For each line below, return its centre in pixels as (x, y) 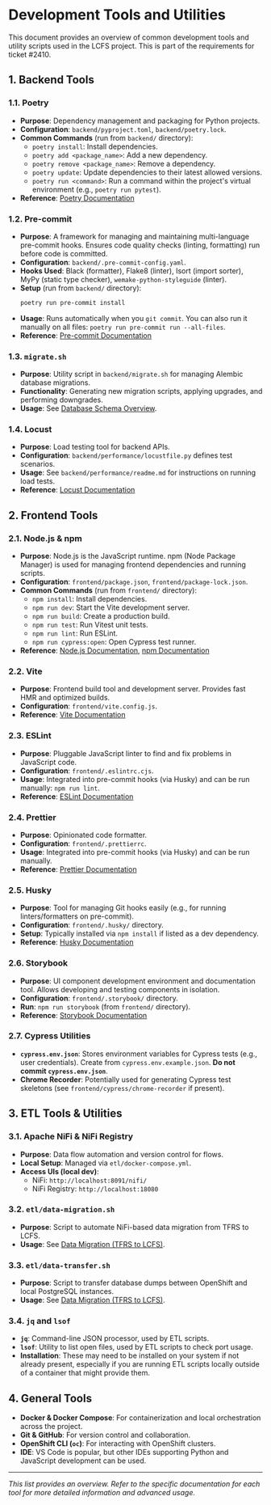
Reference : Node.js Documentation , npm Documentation (115, 651)
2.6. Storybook (38, 963)
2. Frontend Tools (53, 515)
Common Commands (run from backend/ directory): (106, 137)
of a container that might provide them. (85, 1373)
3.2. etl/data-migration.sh (62, 1209)
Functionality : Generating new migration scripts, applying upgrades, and (141, 391)
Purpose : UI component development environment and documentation (138, 981)
